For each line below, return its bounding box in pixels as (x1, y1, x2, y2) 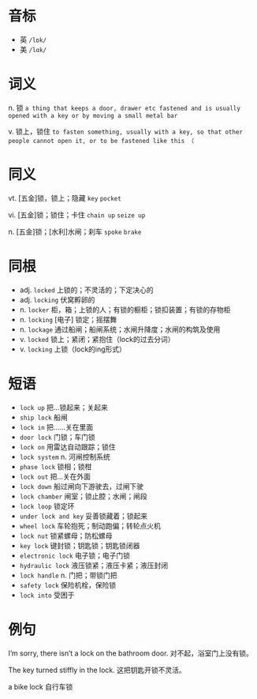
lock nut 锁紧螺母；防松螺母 (19, 531, 113, 540)
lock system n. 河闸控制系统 (19, 452, 110, 461)
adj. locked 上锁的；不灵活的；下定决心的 (19, 285, 154, 295)
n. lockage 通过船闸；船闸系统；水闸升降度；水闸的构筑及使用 (19, 325, 221, 334)
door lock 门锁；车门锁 (19, 432, 96, 442)
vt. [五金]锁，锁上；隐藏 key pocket (8, 193, 122, 202)
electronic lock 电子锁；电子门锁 (19, 551, 131, 560)
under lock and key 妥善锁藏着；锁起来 (19, 511, 148, 520)
